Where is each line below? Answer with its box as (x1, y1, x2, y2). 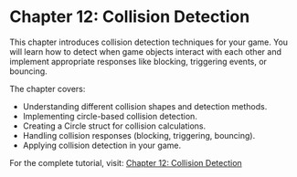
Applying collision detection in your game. (22, 140, 181, 151)
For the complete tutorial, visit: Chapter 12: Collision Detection (9, 157, 242, 168)
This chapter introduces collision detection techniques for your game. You (9, 36, 289, 47)
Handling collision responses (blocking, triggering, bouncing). (22, 130, 256, 141)
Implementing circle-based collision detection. (22, 110, 198, 121)
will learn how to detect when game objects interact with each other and (9, 46, 281, 57)
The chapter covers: (9, 83, 86, 94)
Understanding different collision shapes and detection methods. (22, 100, 268, 111)
